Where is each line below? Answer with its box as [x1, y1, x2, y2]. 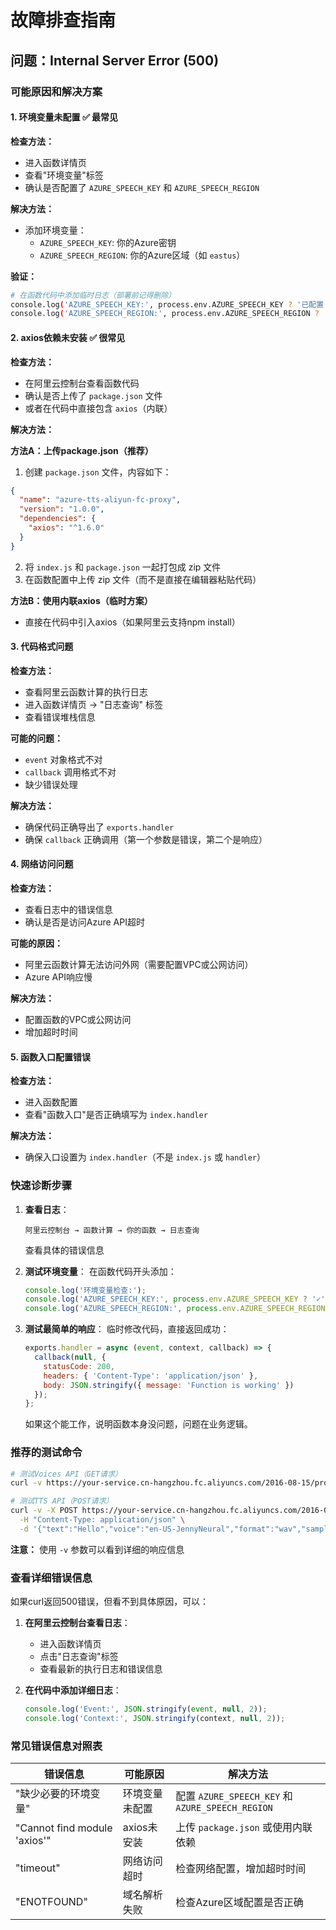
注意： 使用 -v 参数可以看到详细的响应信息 [10, 1543, 185, 1555]
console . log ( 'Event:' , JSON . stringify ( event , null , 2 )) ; [24, 1704, 268, 1715]
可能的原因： [10, 937, 63, 950]
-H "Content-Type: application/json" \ [19, 1515, 186, 1525]
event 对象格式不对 [24, 753, 103, 765]
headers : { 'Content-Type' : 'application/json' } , [43, 1371, 259, 1381]
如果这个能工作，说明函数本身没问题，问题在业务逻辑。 [24, 1418, 253, 1430]
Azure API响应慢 [24, 971, 93, 983]
